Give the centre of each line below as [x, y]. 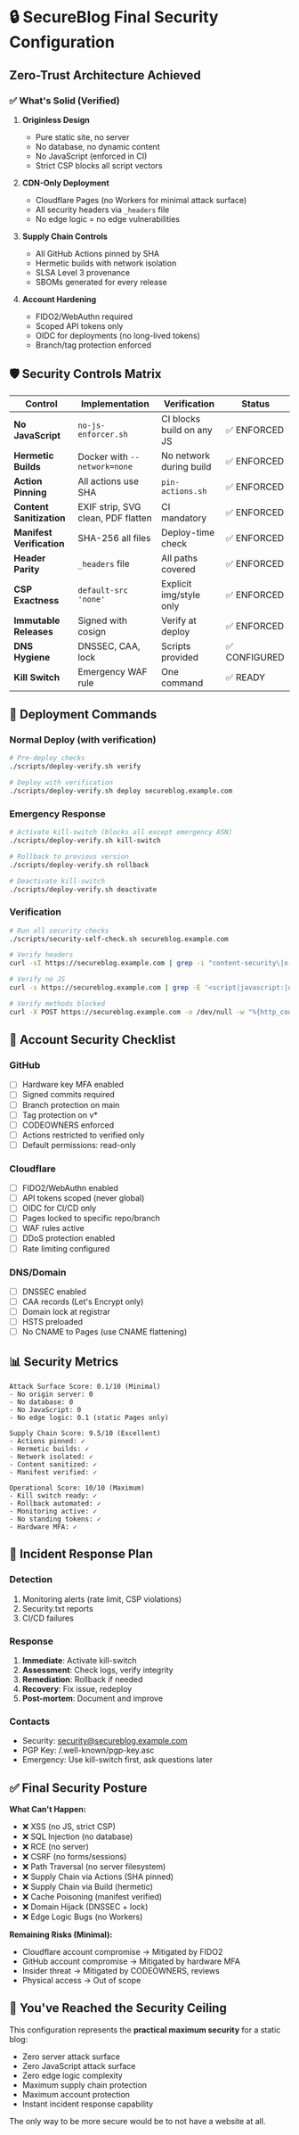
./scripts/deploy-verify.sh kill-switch [85, 841]
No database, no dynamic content [97, 146]
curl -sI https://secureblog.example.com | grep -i [107, 964]
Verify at [179, 620]
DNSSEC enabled [54, 1291]
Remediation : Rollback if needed [82, 1679]
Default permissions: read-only [79, 1145]
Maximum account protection [76, 2094]
